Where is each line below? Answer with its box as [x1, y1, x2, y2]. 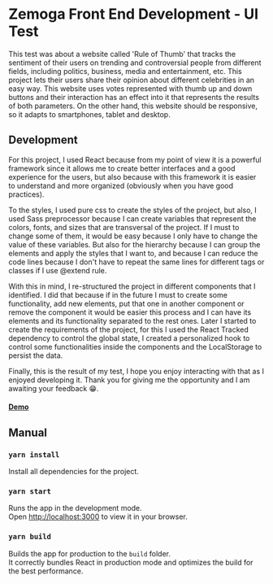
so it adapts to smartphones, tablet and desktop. [8, 109, 171, 119]
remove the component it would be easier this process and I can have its [8, 307, 252, 317]
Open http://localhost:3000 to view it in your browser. [8, 512, 188, 521]
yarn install [8, 450, 60, 460]
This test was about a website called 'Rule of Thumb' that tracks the [8, 49, 236, 59]
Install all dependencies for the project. [8, 467, 140, 477]
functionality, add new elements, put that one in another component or [8, 299, 245, 308]
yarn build [8, 532, 51, 542]
